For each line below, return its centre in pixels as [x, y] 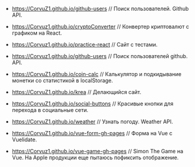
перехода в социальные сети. [50, 110]
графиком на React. [37, 33]
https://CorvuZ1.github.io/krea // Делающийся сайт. [77, 92]
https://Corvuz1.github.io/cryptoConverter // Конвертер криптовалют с [100, 27]
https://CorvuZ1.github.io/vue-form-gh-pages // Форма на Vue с [92, 133]
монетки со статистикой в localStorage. [63, 81]
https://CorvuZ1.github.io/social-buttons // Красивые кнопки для [92, 104]
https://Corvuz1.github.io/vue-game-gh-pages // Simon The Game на [97, 151]
